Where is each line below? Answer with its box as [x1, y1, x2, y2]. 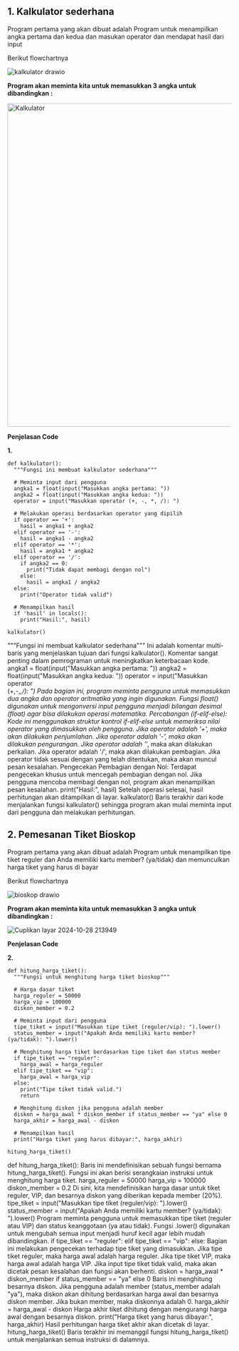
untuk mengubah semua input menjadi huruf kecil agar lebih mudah [7, 1229, 206, 1238]
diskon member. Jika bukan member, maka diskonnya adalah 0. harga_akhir [7, 1297, 229, 1305]
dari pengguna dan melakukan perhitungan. [7, 808, 136, 816]
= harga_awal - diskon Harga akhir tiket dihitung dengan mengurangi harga [7, 1305, 228, 1313]
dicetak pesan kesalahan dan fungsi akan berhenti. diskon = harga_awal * [7, 1267, 224, 1275]
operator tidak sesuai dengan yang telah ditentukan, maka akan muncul [7, 754, 217, 763]
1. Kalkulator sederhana [7, 6, 115, 18]
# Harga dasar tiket [14, 986, 75, 993]
